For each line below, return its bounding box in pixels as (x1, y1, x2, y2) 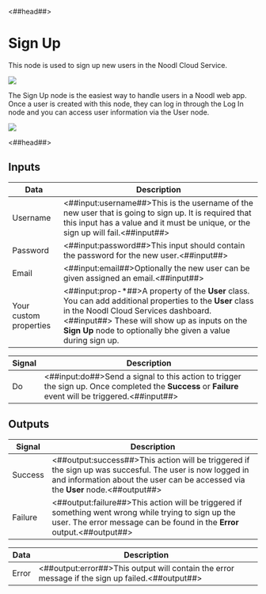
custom (12, 310, 40, 321)
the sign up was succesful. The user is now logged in (51, 464, 249, 475)
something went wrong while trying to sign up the (51, 506, 236, 517)
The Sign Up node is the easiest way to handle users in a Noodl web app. (8, 90, 247, 100)
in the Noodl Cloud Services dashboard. (63, 305, 212, 316)
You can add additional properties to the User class (63, 295, 254, 306)
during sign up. (63, 335, 120, 346)
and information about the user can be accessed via (51, 474, 245, 485)
